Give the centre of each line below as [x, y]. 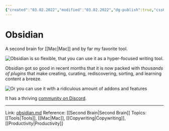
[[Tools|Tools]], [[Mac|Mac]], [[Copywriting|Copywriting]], [65, 118]
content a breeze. [23, 79]
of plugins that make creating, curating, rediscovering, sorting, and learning [83, 73]
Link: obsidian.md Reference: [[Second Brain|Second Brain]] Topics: [76, 112]
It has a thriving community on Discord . [46, 98]
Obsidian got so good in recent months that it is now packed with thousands [84, 68]
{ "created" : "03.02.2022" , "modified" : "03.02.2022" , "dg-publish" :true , [80, 10]
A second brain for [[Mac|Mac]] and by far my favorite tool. [67, 49]
